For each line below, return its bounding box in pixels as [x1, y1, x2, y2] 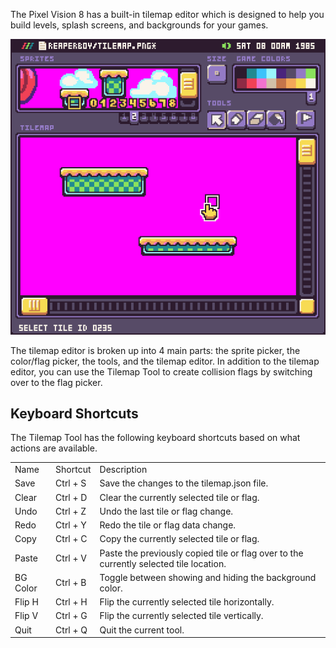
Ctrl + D [55, 491, 88, 503]
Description [99, 464, 148, 476]
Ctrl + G [55, 610, 88, 622]
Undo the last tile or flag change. [99, 505, 234, 517]
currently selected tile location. [99, 557, 227, 569]
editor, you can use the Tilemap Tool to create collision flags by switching [10, 365, 313, 378]
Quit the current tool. [99, 624, 185, 636]
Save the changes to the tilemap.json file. [99, 477, 269, 489]
